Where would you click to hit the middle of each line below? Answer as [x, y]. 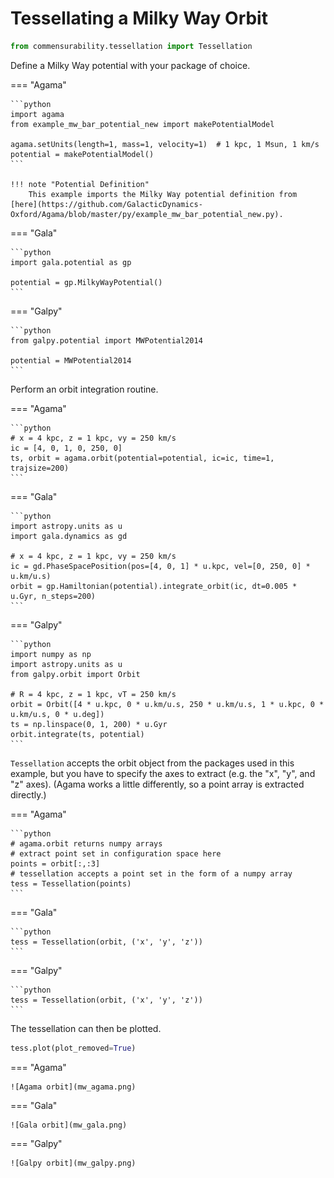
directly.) [28, 794]
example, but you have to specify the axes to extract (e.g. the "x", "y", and [163, 773]
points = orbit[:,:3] [55, 863]
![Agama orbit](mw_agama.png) [73, 1087]
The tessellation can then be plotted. [86, 1028]
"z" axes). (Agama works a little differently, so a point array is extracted [157, 784]
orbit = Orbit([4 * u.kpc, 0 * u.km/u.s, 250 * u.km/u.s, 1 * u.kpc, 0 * [167, 704]
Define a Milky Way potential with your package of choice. [130, 65]
